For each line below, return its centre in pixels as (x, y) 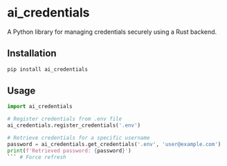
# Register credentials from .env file (65, 119)
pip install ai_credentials (48, 69)
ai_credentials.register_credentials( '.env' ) (74, 125)
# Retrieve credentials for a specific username (79, 138)
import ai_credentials (40, 107)
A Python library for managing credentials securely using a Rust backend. (112, 32)
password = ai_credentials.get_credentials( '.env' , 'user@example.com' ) (114, 144)
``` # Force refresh (37, 157)
